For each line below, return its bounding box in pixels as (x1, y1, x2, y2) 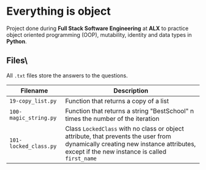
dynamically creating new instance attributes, (65, 139, 196, 148)
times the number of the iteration (65, 114, 159, 123)
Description (113, 86, 148, 95)
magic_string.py (9, 114, 57, 121)
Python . (6, 37, 27, 45)
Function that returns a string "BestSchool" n (65, 106, 194, 115)
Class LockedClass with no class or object (65, 124, 184, 133)
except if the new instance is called (65, 147, 167, 156)
